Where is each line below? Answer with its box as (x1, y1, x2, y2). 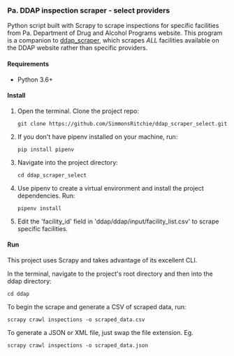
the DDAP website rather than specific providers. (7, 44, 148, 52)
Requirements (7, 59, 50, 68)
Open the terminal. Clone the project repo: (17, 107, 140, 115)
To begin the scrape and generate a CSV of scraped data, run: (7, 302, 187, 311)
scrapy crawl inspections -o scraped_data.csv (7, 316, 145, 323)
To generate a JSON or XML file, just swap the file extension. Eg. (7, 328, 193, 336)
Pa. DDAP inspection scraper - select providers (7, 6, 170, 15)
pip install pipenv (17, 146, 75, 153)
